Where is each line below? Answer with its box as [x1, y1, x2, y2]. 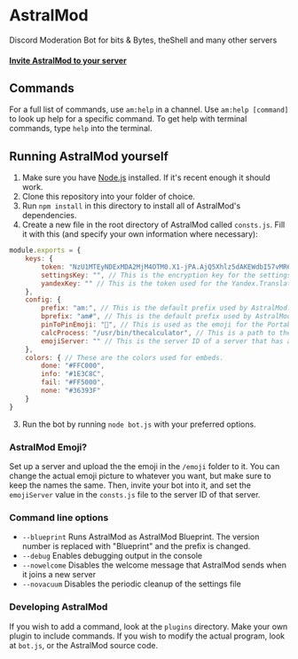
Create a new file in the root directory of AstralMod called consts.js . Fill [21, 219, 286, 231]
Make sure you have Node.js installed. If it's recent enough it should [21, 172, 271, 183]
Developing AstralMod [9, 600, 108, 613]
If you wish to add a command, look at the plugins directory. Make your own [9, 621, 288, 632]
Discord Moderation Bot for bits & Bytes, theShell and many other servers [9, 35, 278, 45]
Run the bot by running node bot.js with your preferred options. [21, 419, 256, 429]
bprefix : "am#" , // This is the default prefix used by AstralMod [41, 312, 292, 321]
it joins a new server [21, 569, 96, 580]
